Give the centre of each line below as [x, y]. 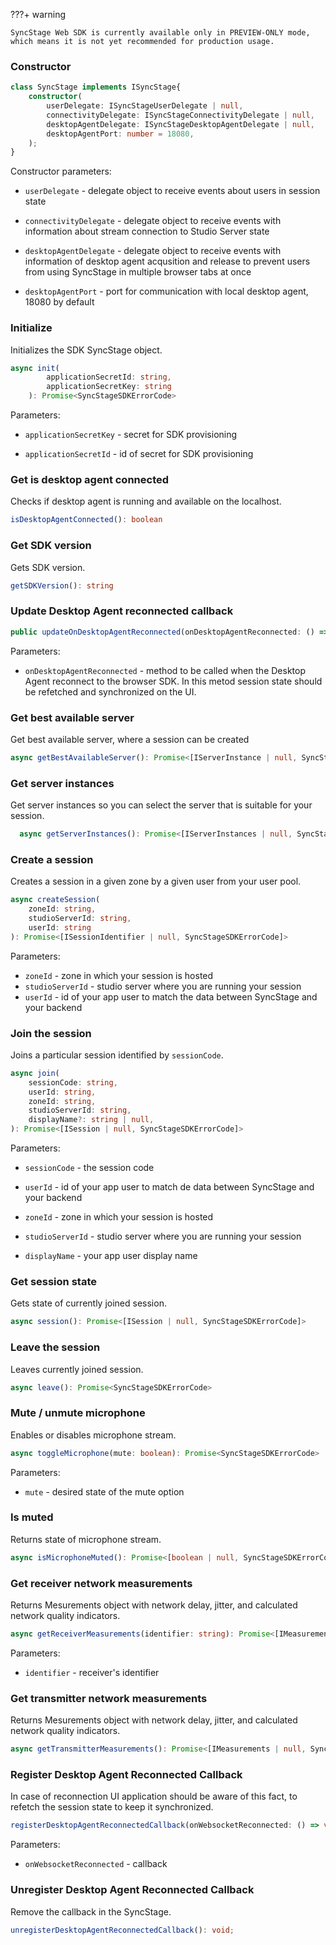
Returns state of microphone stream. [86, 1539]
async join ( [35, 1073]
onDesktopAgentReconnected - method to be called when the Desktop [165, 670]
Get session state [53, 1281]
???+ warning [38, 14]
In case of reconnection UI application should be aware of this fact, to [154, 1796]
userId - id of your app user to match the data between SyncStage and [171, 996]
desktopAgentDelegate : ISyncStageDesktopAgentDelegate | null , [180, 124]
